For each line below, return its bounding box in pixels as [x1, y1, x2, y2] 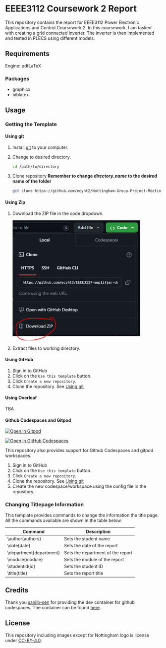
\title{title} [7, 570, 27, 576]
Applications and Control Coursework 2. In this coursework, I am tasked [5, 24, 152, 30]
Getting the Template [5, 121, 57, 128]
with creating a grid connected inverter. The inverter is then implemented [5, 30, 155, 36]
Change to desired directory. [12, 154, 71, 160]
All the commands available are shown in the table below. [5, 518, 122, 523]
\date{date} [7, 543, 31, 549]
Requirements [5, 50, 50, 58]
